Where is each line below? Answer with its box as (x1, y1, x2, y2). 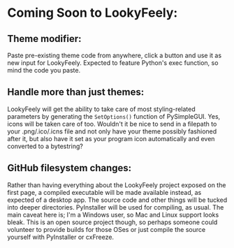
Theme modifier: (7, 33, 82, 45)
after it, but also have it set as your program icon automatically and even (7, 134, 215, 143)
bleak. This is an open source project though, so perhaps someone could (7, 218, 218, 226)
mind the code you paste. (7, 66, 81, 74)
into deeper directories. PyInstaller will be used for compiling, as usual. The (7, 203, 224, 211)
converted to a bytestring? (7, 142, 84, 150)
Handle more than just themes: (7, 86, 145, 99)
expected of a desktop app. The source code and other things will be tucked (7, 196, 228, 204)
